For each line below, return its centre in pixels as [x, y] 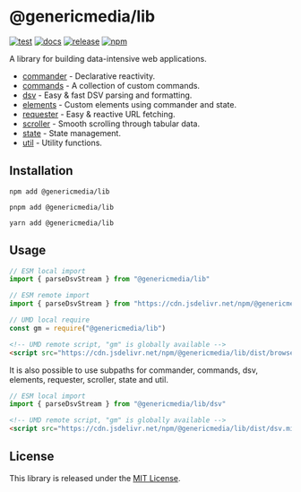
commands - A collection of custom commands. [111, 85]
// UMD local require [50, 320]
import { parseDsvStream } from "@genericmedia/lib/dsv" [118, 404]
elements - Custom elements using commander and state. [129, 104]
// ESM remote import [50, 296]
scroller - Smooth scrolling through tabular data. [111, 124]
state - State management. [71, 133]
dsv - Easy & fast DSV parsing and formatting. [107, 95]
